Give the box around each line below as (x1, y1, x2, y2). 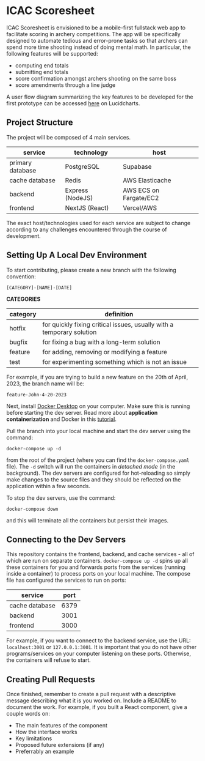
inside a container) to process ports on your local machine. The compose (6, 570, 191, 577)
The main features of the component (15, 722, 108, 729)
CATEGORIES (6, 295, 41, 303)
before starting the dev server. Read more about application (6, 409, 158, 416)
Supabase (123, 162, 152, 171)
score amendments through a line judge (15, 81, 116, 89)
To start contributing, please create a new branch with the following (6, 266, 177, 273)
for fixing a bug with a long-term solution (42, 338, 160, 346)
